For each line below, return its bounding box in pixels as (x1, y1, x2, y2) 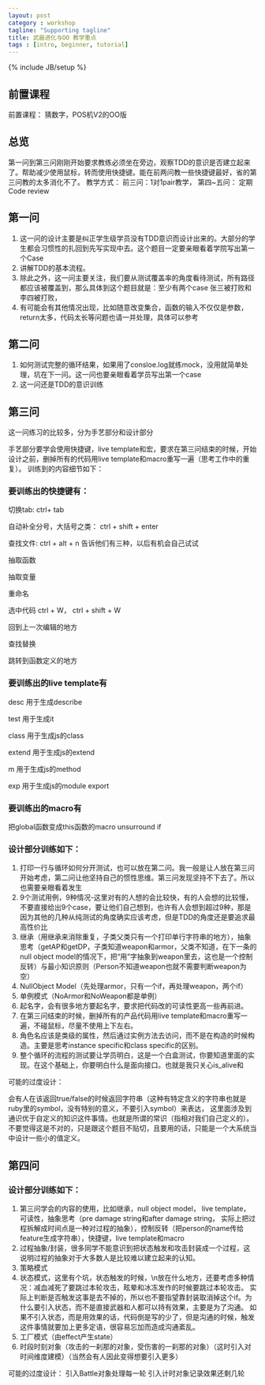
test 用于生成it (8, 713, 54, 723)
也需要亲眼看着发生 (19, 883, 83, 893)
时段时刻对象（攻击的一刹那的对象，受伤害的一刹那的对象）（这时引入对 (19, 1342, 252, 1352)
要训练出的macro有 (8, 803, 82, 814)
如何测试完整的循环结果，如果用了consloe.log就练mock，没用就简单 (19, 360, 242, 369)
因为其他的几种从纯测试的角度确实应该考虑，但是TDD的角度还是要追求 (19, 912, 249, 922)
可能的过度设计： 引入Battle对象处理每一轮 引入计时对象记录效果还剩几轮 (8, 1368, 245, 1378)
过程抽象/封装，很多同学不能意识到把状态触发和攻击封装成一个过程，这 (19, 1244, 251, 1253)
